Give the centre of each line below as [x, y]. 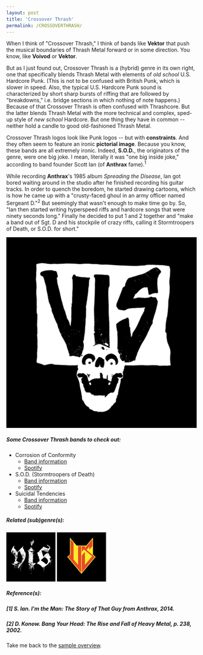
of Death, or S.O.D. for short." [43, 229]
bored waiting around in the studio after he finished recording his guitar [95, 183]
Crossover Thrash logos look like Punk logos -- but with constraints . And [98, 138]
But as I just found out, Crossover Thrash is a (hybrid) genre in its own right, [101, 68]
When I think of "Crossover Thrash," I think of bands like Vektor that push [98, 44]
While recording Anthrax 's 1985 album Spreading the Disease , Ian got [94, 176]
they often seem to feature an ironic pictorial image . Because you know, [96, 144]
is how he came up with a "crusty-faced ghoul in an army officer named [96, 196]
